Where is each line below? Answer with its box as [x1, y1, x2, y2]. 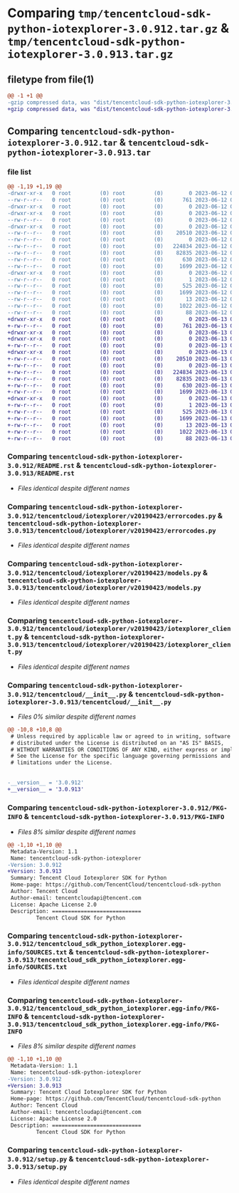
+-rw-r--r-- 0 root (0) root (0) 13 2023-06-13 [7, 422, 228, 429]
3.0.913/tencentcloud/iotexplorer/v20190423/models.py [7, 583, 201, 592]
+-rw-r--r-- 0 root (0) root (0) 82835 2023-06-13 [7, 375, 228, 382]
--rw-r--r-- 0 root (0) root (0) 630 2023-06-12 [7, 256, 228, 263]
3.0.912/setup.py [7, 1155, 68, 1164]
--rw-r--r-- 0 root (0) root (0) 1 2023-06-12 [7, 276, 228, 283]
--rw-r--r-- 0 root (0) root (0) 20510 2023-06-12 [7, 229, 228, 236]
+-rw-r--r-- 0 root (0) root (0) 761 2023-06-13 [7, 322, 228, 329]
